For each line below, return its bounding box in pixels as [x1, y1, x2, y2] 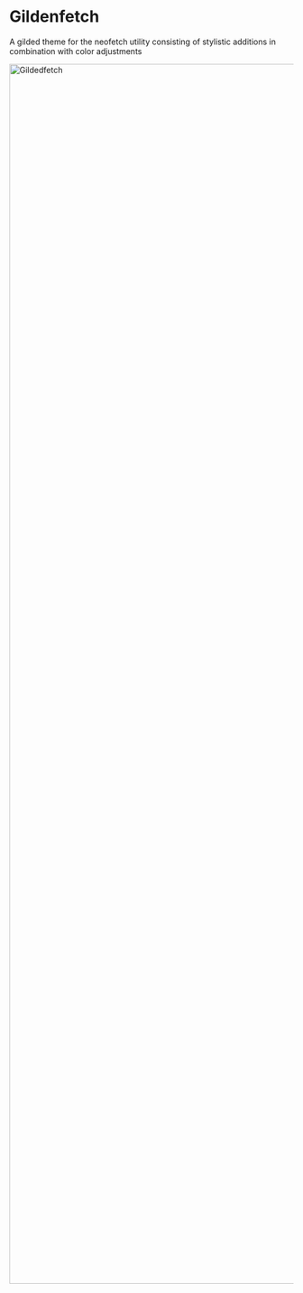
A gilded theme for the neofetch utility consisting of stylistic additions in [9, 36, 277, 47]
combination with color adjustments [9, 45, 142, 56]
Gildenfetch [9, 6, 100, 27]
